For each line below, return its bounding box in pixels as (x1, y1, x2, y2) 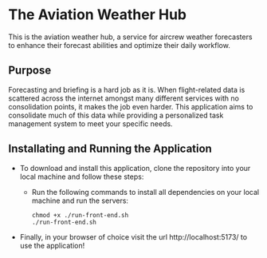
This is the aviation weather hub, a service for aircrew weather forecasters (8, 32, 253, 42)
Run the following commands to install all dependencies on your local (31, 187, 260, 196)
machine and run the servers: (31, 196, 129, 205)
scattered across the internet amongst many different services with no (8, 93, 239, 103)
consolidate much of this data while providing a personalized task (8, 110, 224, 120)
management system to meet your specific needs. (8, 118, 173, 129)
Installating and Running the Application (8, 142, 213, 156)
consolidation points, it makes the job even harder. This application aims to (8, 101, 253, 111)
